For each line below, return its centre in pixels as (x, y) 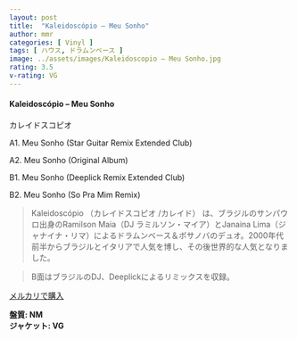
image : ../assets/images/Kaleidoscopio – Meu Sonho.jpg (115, 59)
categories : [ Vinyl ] (51, 42)
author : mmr (31, 34)
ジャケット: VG (37, 326)
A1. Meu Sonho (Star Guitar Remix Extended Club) (101, 143)
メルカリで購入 (37, 295)
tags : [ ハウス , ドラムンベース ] (66, 51)
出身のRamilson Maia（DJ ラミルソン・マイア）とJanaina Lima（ (159, 224)
